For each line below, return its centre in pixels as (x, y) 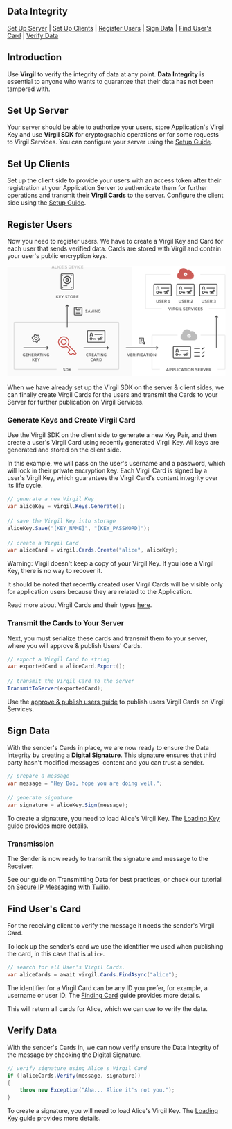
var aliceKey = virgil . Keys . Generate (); (66, 507)
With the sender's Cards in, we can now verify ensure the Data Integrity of (113, 1047)
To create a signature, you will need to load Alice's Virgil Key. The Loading (113, 1111)
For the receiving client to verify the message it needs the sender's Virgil (111, 926)
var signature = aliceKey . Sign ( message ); (68, 805)
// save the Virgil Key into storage (62, 521)
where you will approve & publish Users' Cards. (75, 645)
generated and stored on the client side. (64, 450)
